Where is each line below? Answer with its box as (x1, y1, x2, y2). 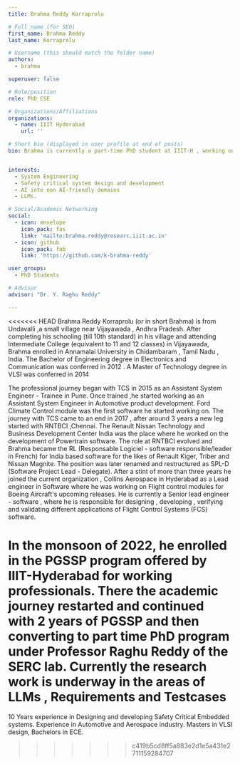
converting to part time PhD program (8, 628, 230, 644)
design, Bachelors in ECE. (8, 728, 84, 736)
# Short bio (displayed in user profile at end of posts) (8, 140, 184, 148)
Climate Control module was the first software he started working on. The (8, 406, 224, 415)
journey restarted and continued (8, 598, 204, 614)
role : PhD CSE (8, 95, 51, 102)
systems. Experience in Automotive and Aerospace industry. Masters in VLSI (8, 720, 233, 728)
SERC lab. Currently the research (8, 659, 207, 674)
